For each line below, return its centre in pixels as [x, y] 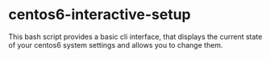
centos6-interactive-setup [100, 15]
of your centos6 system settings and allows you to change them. [116, 44]
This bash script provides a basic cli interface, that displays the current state [135, 37]
